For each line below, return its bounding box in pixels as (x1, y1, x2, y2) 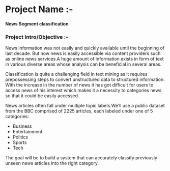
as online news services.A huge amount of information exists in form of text (5, 56, 164, 62)
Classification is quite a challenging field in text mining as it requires (5, 71, 148, 77)
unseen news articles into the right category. (5, 160, 99, 166)
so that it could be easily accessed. (5, 93, 79, 99)
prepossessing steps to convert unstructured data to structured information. (5, 76, 165, 82)
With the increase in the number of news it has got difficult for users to (5, 82, 154, 88)
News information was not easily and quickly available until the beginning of (5, 45, 164, 51)
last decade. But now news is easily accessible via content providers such (5, 50, 161, 56)
